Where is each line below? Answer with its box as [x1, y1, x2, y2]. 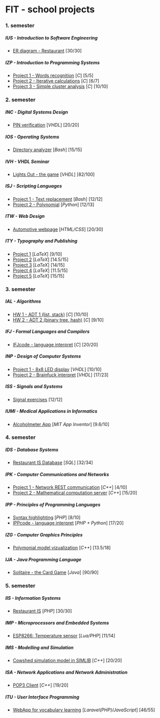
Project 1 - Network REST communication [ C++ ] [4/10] [12, 484, 127, 490]
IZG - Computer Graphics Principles [5, 531, 83, 538]
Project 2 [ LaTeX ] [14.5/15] [12, 256, 69, 263]
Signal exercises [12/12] [12, 396, 63, 402]
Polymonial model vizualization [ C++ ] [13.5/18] [12, 545, 111, 551]
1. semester [5, 22, 35, 29]
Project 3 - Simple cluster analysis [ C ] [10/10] [12, 83, 108, 89]
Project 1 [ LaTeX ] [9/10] [12, 251, 62, 257]
